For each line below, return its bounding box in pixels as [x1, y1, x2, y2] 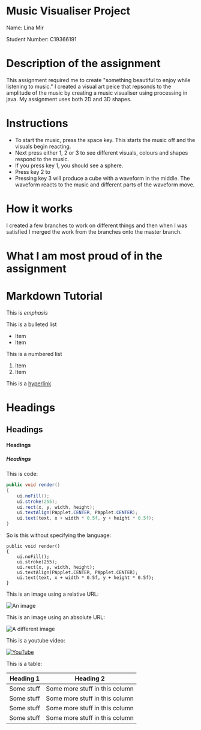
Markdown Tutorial [6, 289, 103, 303]
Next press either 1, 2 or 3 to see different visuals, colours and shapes [14, 149, 188, 156]
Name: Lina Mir [6, 24, 44, 31]
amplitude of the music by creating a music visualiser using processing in [6, 89, 188, 96]
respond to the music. [14, 155, 70, 162]
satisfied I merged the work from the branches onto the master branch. [6, 228, 182, 235]
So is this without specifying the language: [6, 532, 112, 539]
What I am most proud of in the [6, 249, 163, 263]
